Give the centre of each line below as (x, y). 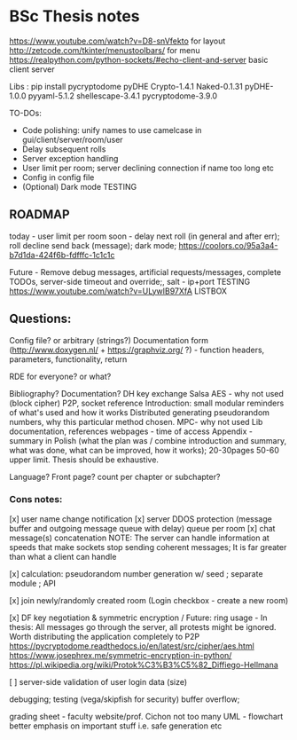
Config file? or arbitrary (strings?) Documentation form (109, 340)
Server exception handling (70, 158)
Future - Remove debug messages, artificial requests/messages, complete (145, 272)
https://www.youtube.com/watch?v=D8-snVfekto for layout (117, 41)
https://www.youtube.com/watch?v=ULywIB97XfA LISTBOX (118, 291)
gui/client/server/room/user (72, 139)
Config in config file (58, 177)
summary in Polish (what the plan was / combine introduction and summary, (148, 440)
